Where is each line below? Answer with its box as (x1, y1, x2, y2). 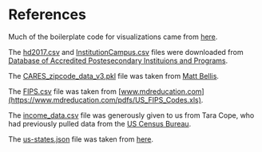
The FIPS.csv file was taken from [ (8, 86, 121, 96)
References (8, 6, 86, 24)
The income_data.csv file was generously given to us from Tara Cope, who (8, 110, 255, 120)
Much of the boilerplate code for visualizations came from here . (8, 32, 218, 41)
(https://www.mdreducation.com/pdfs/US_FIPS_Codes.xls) (8, 95, 202, 104)
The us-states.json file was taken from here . (8, 134, 154, 144)
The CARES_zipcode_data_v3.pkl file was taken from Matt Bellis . (8, 71, 220, 80)
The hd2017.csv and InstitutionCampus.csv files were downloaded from (8, 47, 244, 57)
